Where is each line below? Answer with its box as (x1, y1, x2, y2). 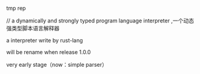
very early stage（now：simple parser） (6, 61, 108, 68)
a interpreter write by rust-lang (6, 37, 83, 44)
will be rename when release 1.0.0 (6, 49, 91, 56)
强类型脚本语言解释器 (6, 25, 59, 32)
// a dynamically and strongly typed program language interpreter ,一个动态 (6, 17, 195, 24)
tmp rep (6, 5, 26, 12)
